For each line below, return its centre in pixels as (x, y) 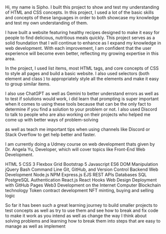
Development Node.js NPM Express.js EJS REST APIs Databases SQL (76, 175)
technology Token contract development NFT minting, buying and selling (80, 190)
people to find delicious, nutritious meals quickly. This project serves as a (80, 38)
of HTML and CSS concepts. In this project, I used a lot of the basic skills (80, 12)
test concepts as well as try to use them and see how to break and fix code (82, 210)
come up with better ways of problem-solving (52, 120)
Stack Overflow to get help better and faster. (51, 135)
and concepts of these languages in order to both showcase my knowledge (82, 18)
